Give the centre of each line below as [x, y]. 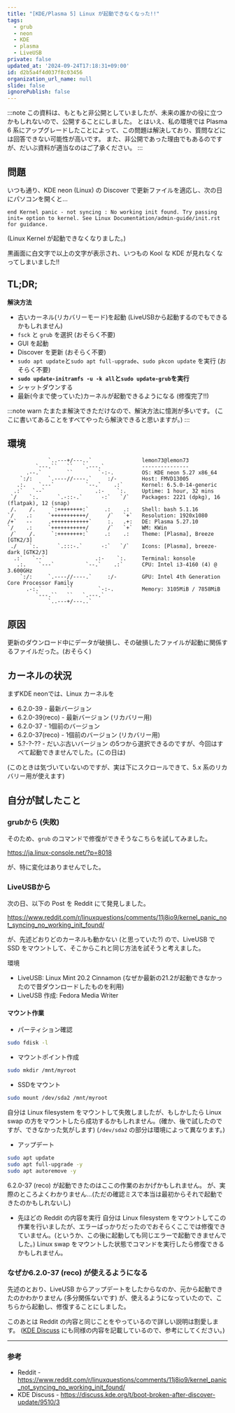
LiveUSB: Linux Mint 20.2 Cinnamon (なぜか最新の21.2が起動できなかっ [120, 978]
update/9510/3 [38, 1402]
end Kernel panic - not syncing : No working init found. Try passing [112, 212]
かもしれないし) [48, 1203]
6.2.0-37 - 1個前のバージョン [58, 726]
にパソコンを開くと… [38, 199]
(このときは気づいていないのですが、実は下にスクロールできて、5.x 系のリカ [117, 767]
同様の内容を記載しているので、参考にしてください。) [149, 1330]
